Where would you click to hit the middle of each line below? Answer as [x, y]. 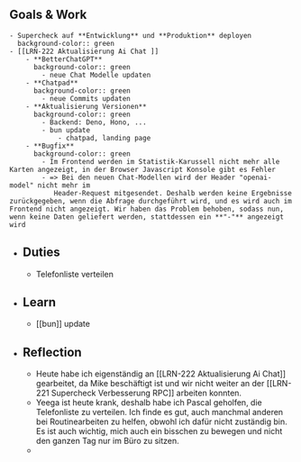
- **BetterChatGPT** [64, 59]
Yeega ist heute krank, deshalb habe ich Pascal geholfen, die [149, 403]
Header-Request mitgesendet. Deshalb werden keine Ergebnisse [173, 193]
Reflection [52, 352]
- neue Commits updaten [86, 98]
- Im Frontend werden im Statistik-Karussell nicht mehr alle [161, 161]
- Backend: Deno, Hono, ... [94, 122]
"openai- [255, 177]
